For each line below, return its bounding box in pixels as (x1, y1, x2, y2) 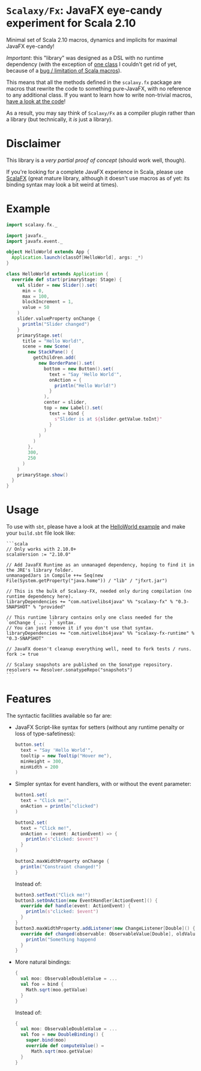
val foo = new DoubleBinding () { (20, 1031, 104, 1038)
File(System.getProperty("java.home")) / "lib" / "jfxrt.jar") (6, 578, 168, 584)
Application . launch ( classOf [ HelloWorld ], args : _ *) (11, 254, 144, 261)
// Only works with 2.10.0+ (6, 547, 77, 553)
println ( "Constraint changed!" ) (20, 863, 101, 870)
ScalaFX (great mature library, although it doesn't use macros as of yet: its (6, 175, 190, 182)
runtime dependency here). (6, 593, 74, 600)
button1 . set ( (14, 792, 48, 798)
